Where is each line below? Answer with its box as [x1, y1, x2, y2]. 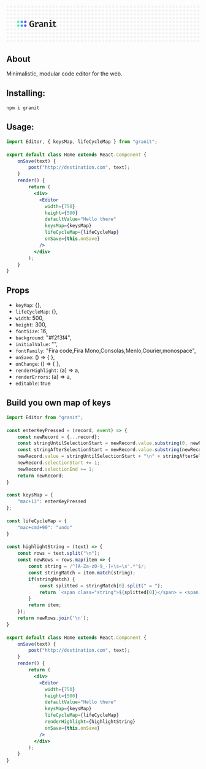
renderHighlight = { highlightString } [45, 719, 136, 725]
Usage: [6, 122, 35, 132]
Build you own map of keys [6, 397, 112, 408]
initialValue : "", [15, 341, 58, 348]
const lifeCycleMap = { [6, 518, 67, 524]
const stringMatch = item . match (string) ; [28, 570, 136, 576]
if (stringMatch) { [28, 576, 75, 582]
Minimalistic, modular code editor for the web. [6, 70, 123, 77]
